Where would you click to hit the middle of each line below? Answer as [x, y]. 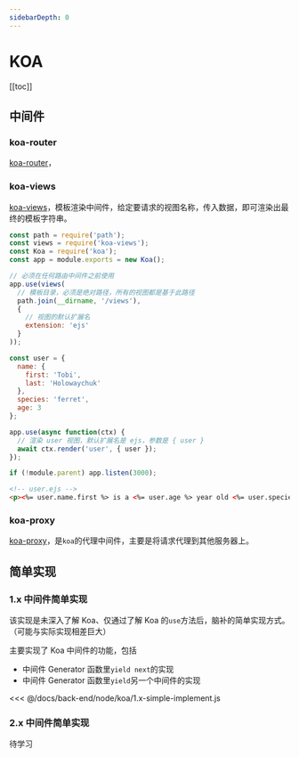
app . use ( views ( [37, 284]
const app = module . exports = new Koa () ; [87, 260]
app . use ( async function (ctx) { [67, 432]
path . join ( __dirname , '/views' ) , [79, 301]
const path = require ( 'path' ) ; [67, 235]
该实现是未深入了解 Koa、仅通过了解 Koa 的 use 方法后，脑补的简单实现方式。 [149, 621]
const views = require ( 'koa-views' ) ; [79, 243]
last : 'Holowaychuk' [63, 383]
